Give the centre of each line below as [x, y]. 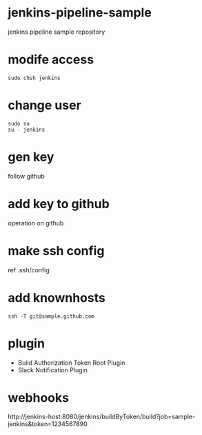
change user [44, 105]
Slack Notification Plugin [53, 370]
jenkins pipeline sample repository [57, 32]
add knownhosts [57, 297]
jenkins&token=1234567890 [48, 424]
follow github [27, 176]
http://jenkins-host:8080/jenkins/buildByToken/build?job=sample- [102, 417]
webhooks [39, 397]
